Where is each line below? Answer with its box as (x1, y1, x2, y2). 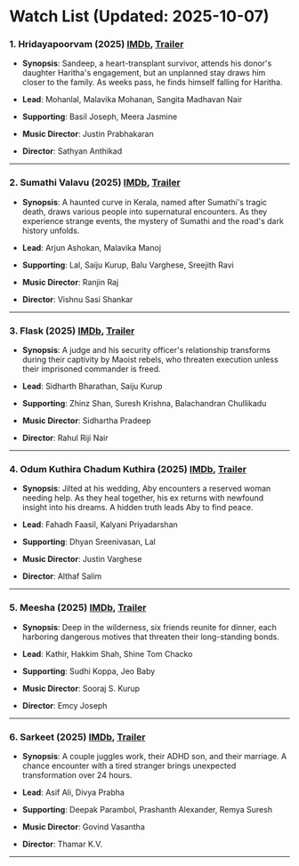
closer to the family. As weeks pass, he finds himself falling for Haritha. (21, 77, 283, 88)
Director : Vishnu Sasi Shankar (21, 293, 133, 304)
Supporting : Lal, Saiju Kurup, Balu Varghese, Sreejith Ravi (21, 260, 234, 270)
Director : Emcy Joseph (21, 700, 108, 710)
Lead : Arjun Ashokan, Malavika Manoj (21, 242, 162, 253)
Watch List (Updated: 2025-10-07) (9, 6, 270, 27)
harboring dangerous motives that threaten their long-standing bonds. (21, 631, 280, 642)
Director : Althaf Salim (21, 571, 102, 581)
